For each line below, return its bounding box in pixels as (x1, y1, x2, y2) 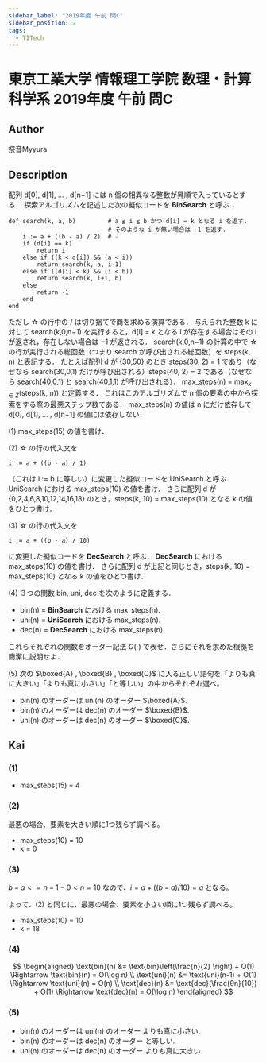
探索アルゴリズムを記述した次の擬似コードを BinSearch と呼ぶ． (23, 200, 237, 210)
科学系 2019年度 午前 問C (8, 91, 173, 108)
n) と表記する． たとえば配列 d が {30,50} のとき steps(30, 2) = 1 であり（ (8, 357, 250, 366)
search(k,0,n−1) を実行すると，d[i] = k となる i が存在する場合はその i (30, 327, 257, 337)
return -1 (37, 288, 69, 296)
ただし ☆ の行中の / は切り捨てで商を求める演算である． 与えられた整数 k (8, 317, 249, 327)
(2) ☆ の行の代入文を (8, 443, 78, 453)
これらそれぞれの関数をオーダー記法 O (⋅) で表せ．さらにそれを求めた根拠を (8, 641, 254, 651)
